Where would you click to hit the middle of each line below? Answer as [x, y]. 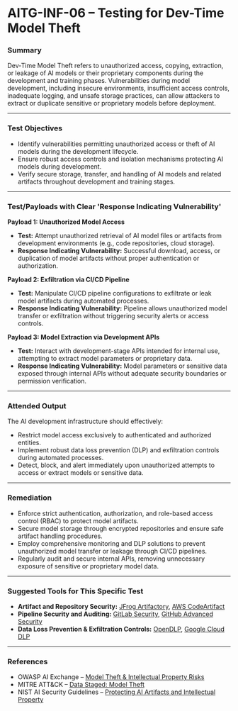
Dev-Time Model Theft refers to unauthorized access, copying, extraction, [115, 66]
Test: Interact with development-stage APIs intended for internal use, [119, 351]
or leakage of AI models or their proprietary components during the [106, 73]
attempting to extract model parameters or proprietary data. [105, 359]
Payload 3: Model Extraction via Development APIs [84, 337]
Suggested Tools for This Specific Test [75, 591]
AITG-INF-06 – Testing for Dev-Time [116, 13]
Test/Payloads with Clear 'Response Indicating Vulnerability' [114, 206]
